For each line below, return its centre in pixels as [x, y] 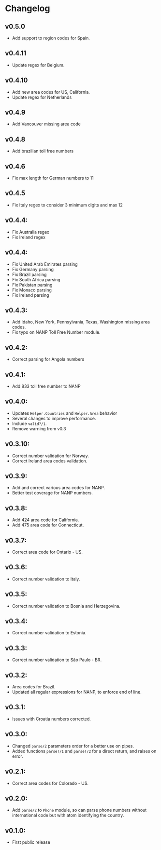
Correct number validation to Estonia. [49, 633]
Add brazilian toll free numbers [43, 151]
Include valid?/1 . [29, 424]
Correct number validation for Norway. [50, 456]
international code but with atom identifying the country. [68, 815]
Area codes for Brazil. [34, 687]
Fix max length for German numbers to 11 [53, 178]
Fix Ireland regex [29, 237]
